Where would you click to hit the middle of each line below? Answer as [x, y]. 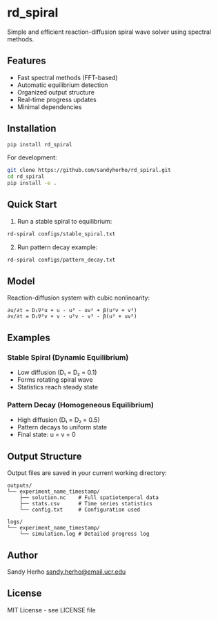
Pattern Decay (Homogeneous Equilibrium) [80, 405]
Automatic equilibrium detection [62, 85]
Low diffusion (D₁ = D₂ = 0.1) [57, 372]
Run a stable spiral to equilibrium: [65, 221]
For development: [32, 157]
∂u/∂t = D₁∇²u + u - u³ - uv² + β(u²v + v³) [72, 311]
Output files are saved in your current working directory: [87, 473]
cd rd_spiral [26, 177]
